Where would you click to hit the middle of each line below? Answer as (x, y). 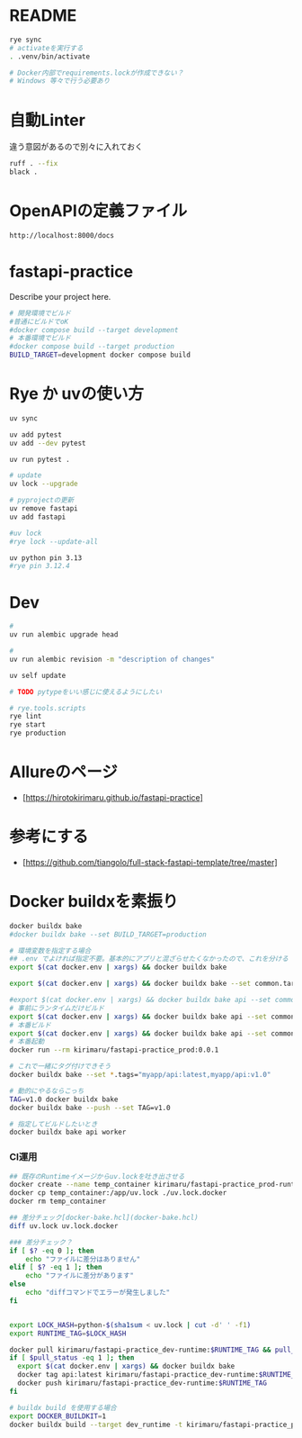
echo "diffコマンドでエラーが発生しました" (98, 1293)
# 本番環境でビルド (40, 339)
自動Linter (47, 120)
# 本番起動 (27, 1042)
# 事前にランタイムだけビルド (57, 1008)
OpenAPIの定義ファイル (98, 211)
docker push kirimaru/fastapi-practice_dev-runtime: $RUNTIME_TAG (142, 1383)
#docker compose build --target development (94, 330)
